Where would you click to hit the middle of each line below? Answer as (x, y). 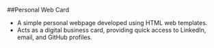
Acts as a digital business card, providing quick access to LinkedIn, (111, 30)
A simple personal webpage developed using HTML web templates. (112, 23)
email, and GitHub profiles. (54, 37)
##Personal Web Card (38, 10)
